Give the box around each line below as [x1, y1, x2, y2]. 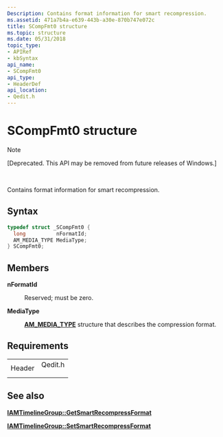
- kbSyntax [7, 55, 38, 62]
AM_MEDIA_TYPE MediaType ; [13, 237, 88, 244]
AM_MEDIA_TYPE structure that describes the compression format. [24, 321, 217, 329]
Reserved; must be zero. [24, 294, 94, 302]
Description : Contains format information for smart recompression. [7, 10, 207, 17]
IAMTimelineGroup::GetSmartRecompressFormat [7, 408, 152, 416]
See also [7, 390, 45, 402]
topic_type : [7, 42, 41, 49]
